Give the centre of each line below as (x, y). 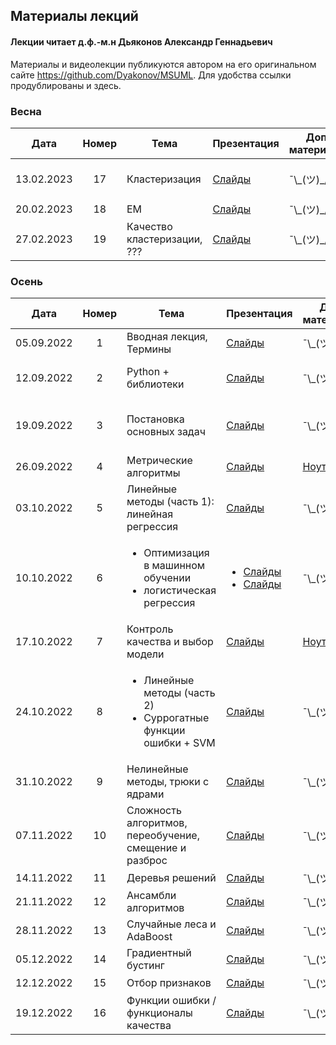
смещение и (156, 848)
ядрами (145, 794)
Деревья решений (171, 878)
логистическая (180, 591)
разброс (147, 861)
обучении (167, 578)
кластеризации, (164, 239)
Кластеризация (164, 179)
